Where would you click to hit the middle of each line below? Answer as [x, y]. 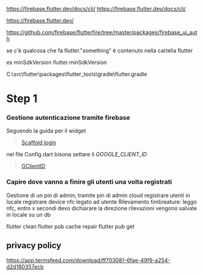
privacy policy [34, 246]
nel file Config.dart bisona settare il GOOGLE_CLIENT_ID [77, 154]
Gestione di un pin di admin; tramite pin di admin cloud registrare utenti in [98, 195]
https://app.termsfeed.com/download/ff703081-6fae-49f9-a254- [88, 260]
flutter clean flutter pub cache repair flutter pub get [71, 226]
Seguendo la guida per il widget [46, 131]
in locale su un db [29, 215]
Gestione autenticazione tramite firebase [68, 118]
